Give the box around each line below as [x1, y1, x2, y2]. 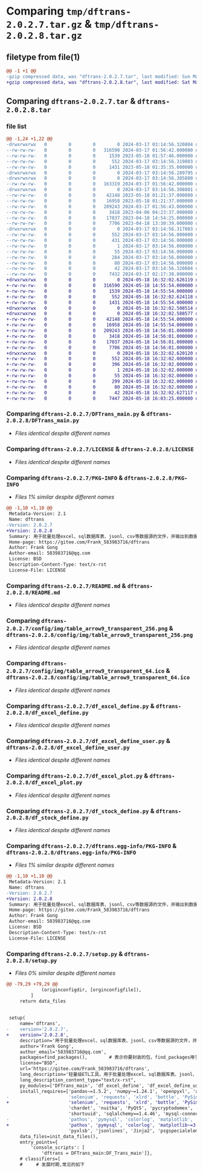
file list [6, 122, 27, 130]
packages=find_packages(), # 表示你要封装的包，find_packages [19, 1054, 190, 1061]
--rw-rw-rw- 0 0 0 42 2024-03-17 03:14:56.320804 [6, 266, 193, 272]
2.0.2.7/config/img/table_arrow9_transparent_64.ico [6, 668, 165, 674]
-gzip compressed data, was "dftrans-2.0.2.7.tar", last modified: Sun [6, 73, 190, 79]
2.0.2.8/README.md [6, 589, 60, 596]
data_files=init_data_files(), [19, 1133, 98, 1140]
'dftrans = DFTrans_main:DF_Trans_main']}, [41, 1151, 153, 1157]
